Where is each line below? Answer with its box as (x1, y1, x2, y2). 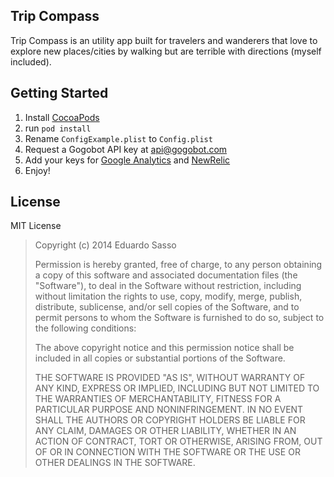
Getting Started (10, 85, 109, 102)
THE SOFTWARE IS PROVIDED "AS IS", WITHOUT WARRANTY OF (34, 372, 306, 384)
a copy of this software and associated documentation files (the (34, 269, 298, 281)
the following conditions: (34, 322, 137, 334)
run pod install (24, 122, 92, 134)
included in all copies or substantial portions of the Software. (34, 352, 286, 364)
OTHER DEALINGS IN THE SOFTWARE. (34, 457, 196, 469)
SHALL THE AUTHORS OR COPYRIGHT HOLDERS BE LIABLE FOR (34, 414, 306, 426)
